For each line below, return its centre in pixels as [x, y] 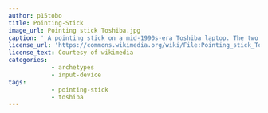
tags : [17, 82]
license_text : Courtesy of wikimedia [71, 53]
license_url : [30, 45]
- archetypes [72, 68]
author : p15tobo [35, 16]
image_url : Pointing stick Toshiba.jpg [75, 30]
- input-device [76, 75]
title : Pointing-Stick [46, 23]
